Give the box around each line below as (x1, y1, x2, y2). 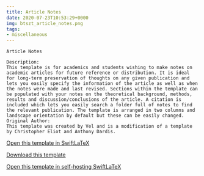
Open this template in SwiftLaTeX (6, 139, 90, 147)
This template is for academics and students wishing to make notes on (6, 65, 192, 71)
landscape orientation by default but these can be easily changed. (6, 112, 184, 119)
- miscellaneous (6, 32, 48, 38)
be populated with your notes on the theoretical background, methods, (6, 91, 192, 98)
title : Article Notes (6, 9, 62, 15)
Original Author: (6, 118, 51, 124)
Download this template (6, 151, 66, 159)
